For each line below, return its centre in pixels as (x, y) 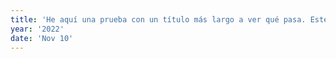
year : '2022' (37, 29)
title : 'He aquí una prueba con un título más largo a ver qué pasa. (158, 19)
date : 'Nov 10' (42, 38)
